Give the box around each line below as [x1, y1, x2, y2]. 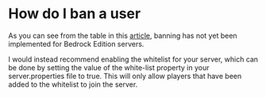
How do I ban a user [8, 5, 141, 23]
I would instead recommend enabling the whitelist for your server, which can [8, 54, 259, 64]
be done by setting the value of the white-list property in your [8, 62, 210, 72]
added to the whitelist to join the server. [8, 80, 138, 89]
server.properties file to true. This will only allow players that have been [8, 71, 242, 80]
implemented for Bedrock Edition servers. [8, 39, 145, 48]
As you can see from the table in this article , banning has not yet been [8, 31, 237, 40]
